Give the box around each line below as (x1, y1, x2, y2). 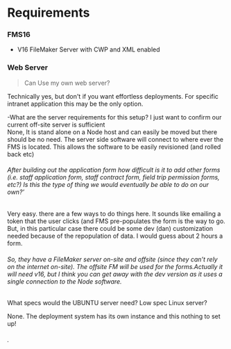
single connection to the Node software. (7, 277, 123, 286)
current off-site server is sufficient (7, 120, 105, 129)
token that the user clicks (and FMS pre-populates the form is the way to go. (7, 217, 225, 225)
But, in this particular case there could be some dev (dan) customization (7, 224, 214, 232)
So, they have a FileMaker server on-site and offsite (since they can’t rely (7, 255, 218, 263)
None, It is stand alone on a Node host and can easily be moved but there (7, 127, 217, 136)
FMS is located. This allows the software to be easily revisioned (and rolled (7, 143, 221, 151)
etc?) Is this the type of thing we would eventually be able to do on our (7, 181, 209, 189)
